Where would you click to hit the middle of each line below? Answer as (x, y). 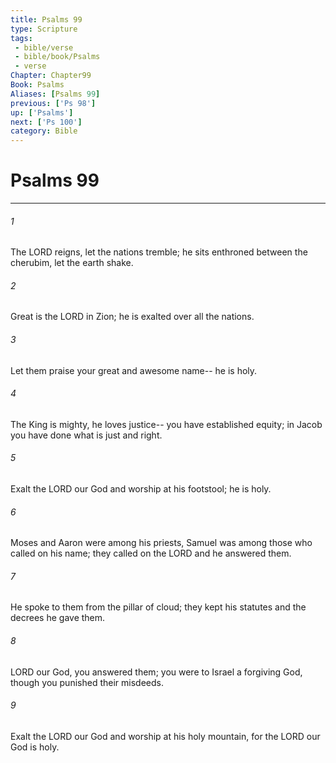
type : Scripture (44, 29)
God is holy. (35, 747)
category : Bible (44, 131)
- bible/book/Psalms (57, 57)
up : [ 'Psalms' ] (42, 112)
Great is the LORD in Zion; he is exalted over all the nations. (132, 317)
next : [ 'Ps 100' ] (46, 122)
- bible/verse (44, 47)
